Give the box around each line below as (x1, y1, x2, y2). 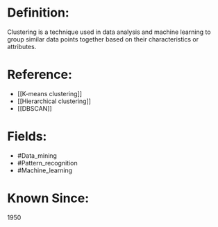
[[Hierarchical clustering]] (17, 97, 92, 105)
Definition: (7, 5, 69, 21)
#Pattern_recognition (17, 158, 78, 167)
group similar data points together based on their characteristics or (7, 35, 199, 43)
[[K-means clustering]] (17, 89, 82, 98)
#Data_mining (17, 151, 58, 160)
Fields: (7, 129, 47, 145)
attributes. (7, 42, 37, 51)
